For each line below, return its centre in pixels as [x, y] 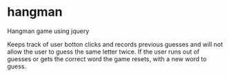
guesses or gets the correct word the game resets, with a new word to [107, 58]
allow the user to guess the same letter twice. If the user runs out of [103, 52]
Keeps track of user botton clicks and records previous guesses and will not [115, 44]
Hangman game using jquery [48, 31]
